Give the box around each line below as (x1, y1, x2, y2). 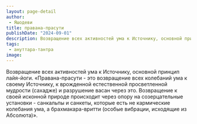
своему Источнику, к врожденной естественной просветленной (6, 80, 168, 88)
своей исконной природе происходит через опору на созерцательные (6, 93, 184, 100)
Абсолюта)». (6, 112, 38, 119)
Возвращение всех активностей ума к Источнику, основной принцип (6, 68, 180, 75)
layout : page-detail (6, 8, 57, 15)
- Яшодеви (8, 19, 33, 25)
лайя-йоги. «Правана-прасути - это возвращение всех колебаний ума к (6, 74, 188, 81)
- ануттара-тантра (8, 47, 54, 53)
